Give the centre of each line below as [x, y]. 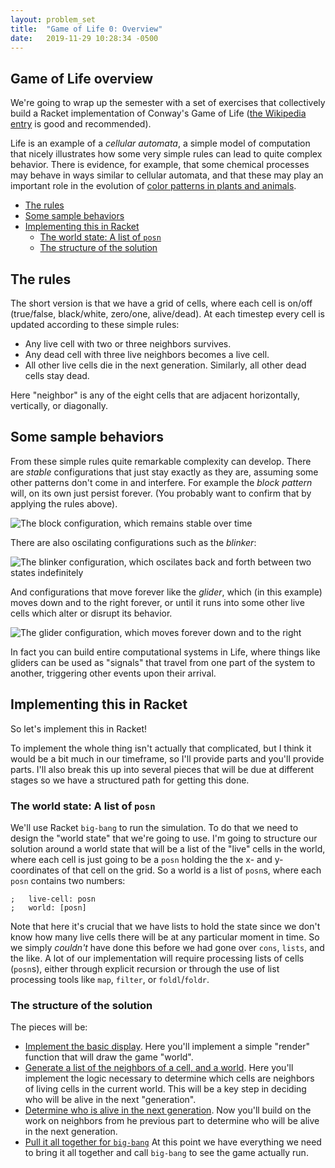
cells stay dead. [57, 375]
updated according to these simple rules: [95, 324]
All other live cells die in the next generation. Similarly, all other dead [165, 365]
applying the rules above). [64, 503]
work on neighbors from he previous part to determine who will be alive [172, 1121]
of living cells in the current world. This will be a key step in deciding [165, 1089]
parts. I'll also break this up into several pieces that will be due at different [162, 769]
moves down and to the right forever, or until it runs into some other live [157, 602]
